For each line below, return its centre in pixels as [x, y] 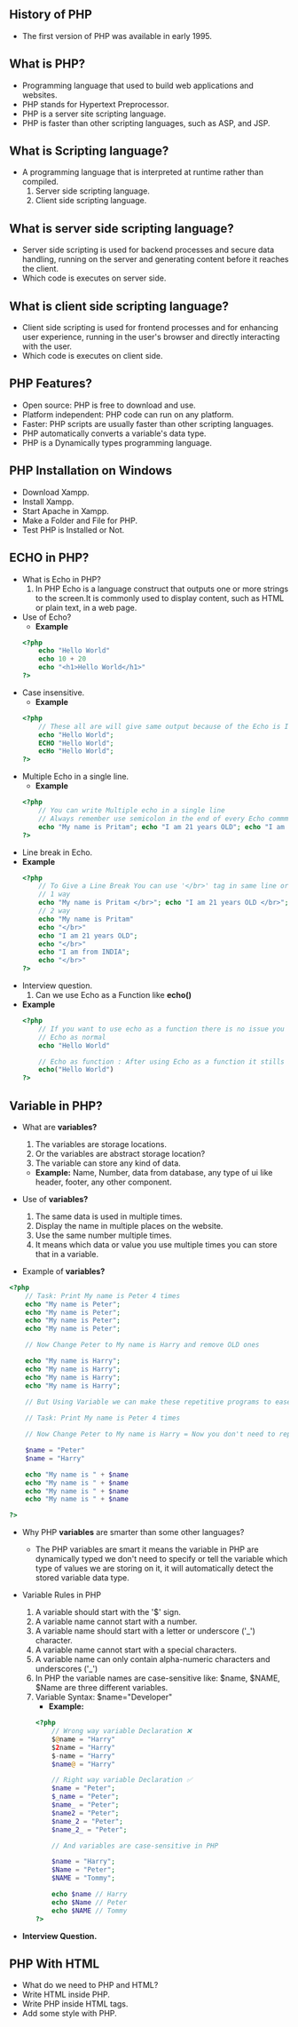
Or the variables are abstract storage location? [120, 1153]
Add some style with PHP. [69, 2014]
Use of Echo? [47, 617]
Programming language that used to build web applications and [138, 85]
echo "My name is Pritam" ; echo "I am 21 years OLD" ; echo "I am [162, 827]
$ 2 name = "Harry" [83, 1747]
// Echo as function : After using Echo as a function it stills [162, 1061]
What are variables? [59, 1127]
